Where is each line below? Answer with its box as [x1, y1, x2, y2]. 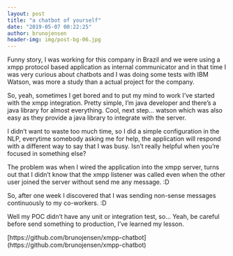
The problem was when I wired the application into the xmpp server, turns [7, 163, 220, 171]
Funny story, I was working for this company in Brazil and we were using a [7, 55, 221, 64]
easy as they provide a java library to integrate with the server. [7, 113, 187, 122]
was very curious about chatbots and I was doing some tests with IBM [7, 71, 209, 79]
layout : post [7, 10, 45, 17]
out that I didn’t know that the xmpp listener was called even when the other [7, 171, 225, 179]
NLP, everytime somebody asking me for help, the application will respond [7, 134, 221, 143]
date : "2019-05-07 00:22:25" [7, 23, 92, 30]
